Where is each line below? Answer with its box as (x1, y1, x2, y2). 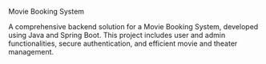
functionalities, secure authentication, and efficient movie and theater (8, 39, 238, 48)
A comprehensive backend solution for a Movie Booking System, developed (8, 22, 259, 31)
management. (8, 47, 54, 56)
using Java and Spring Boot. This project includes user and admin (8, 31, 226, 40)
